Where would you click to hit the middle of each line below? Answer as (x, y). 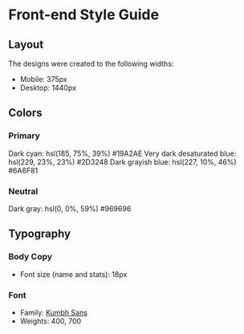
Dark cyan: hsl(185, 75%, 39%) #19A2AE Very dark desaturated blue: (122, 153)
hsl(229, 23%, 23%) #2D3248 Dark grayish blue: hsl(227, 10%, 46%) (122, 161)
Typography (39, 234)
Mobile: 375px (43, 79)
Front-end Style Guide (83, 15)
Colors (25, 113)
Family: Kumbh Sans (54, 312)
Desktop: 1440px (48, 88)
